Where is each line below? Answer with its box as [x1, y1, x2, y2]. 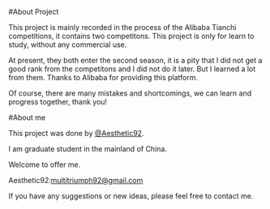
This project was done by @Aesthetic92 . [8, 129, 144, 138]
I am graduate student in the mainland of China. [8, 144, 168, 153]
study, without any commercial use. [8, 40, 127, 49]
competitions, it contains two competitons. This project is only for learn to [8, 32, 255, 41]
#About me [8, 113, 46, 122]
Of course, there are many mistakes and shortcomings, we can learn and [8, 88, 252, 98]
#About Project [8, 7, 59, 16]
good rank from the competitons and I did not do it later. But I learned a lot [8, 64, 256, 74]
